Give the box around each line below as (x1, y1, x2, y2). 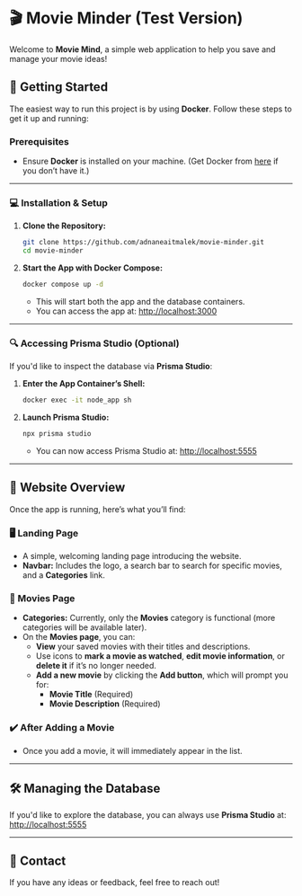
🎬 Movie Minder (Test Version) (9, 8, 244, 29)
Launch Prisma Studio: (22, 412, 110, 423)
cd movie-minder (22, 246, 84, 255)
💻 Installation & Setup (9, 196, 108, 208)
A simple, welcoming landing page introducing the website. (22, 551, 242, 562)
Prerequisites (9, 135, 69, 147)
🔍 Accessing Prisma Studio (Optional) (9, 337, 180, 350)
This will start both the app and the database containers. (35, 296, 245, 306)
